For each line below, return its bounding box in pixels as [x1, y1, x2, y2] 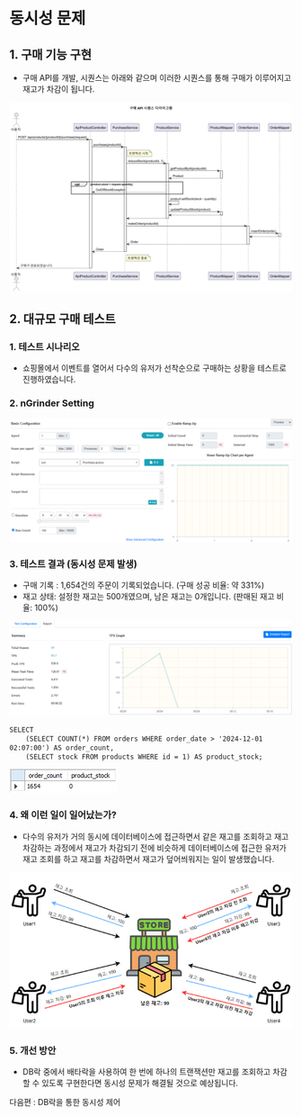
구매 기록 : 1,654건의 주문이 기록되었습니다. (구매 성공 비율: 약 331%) [22, 580, 265, 590]
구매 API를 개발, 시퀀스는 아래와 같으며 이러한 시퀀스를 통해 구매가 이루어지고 [22, 73, 292, 83]
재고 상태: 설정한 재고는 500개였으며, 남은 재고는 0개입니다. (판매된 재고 [22, 591, 275, 602]
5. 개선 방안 [9, 1044, 57, 1057]
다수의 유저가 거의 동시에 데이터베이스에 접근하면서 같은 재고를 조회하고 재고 [22, 831, 289, 841]
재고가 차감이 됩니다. [22, 84, 95, 94]
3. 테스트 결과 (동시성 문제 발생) [9, 558, 137, 571]
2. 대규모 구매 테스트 [9, 311, 117, 327]
